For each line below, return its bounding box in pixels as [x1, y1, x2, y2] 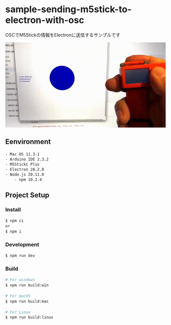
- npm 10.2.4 [14, 177, 42, 182]
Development [5, 241, 40, 248]
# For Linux [5, 309, 31, 315]
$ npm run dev [5, 253, 36, 258]
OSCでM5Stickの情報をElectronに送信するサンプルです [5, 32, 121, 38]
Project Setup [5, 191, 50, 199]
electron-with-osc [5, 14, 84, 26]
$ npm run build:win [5, 283, 49, 288]
